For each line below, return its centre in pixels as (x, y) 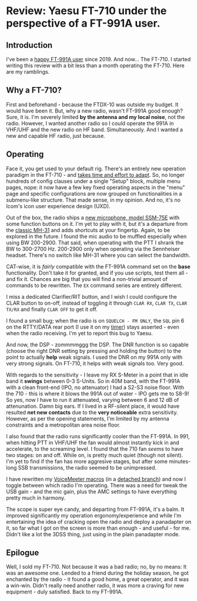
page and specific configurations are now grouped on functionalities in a (94, 193)
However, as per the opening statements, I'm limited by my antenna (88, 418)
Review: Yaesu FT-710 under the (86, 11)
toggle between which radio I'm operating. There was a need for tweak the (97, 485)
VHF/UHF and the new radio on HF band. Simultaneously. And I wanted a (95, 129)
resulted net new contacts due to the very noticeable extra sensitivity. (92, 412)
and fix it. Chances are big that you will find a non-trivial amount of (87, 279)
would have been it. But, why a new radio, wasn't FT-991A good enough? (95, 111)
